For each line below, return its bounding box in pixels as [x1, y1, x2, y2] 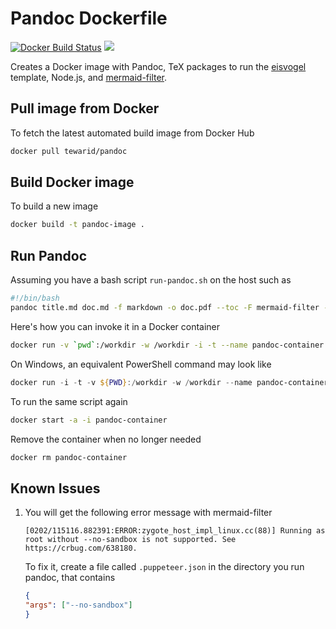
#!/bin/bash [10, 293, 60, 304]
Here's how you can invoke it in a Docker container [10, 320, 221, 332]
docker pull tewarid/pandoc [10, 146, 128, 156]
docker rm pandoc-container [10, 452, 128, 462]
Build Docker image [10, 174, 135, 191]
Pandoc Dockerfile [10, 7, 168, 30]
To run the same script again [10, 395, 128, 407]
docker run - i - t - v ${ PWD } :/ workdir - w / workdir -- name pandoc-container [10, 377, 329, 387]
